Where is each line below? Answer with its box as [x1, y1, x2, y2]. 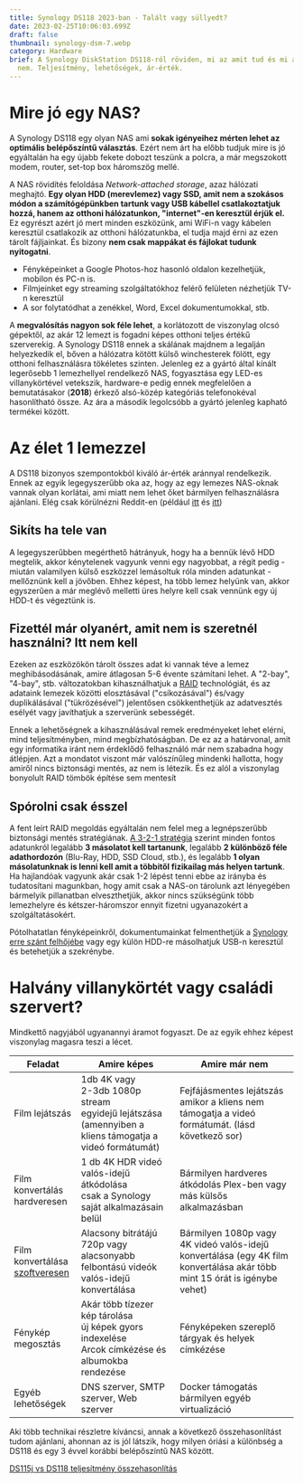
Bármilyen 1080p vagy [179, 1227, 277, 1240]
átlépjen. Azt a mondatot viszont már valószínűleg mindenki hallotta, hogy [9, 753, 284, 764]
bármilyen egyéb [179, 1392, 251, 1404]
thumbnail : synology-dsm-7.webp [9, 38, 131, 48]
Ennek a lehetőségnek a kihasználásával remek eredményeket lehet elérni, [9, 724, 287, 735]
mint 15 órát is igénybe [179, 1272, 278, 1285]
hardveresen [14, 1195, 68, 1208]
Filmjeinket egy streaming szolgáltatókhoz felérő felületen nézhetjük [22, 282, 276, 294]
